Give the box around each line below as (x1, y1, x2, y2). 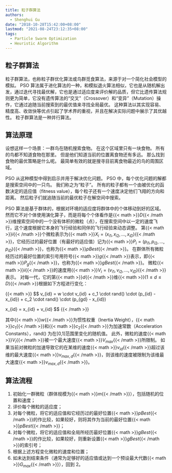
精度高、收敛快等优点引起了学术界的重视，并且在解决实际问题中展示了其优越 (5, 108, 167, 114)
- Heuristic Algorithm (10, 41, 58, 46)
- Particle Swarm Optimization (10, 36, 77, 42)
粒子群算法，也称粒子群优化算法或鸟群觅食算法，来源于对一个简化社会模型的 (5, 75, 167, 82)
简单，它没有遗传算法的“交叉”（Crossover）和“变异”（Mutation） (18, 95, 157, 101)
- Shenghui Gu (10, 17, 40, 22)
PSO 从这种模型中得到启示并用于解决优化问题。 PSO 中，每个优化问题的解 (5, 175, 162, 182)
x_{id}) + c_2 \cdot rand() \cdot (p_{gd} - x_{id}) (5, 296, 106, 303)
